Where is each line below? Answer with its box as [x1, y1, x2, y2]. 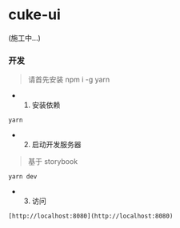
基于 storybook [27, 157, 78, 166]
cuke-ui [8, 6, 62, 24]
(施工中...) [8, 33, 42, 42]
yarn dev [8, 173, 38, 181]
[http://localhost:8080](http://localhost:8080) [8, 212, 174, 221]
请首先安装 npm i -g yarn [27, 74, 110, 85]
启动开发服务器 [31, 140, 82, 150]
